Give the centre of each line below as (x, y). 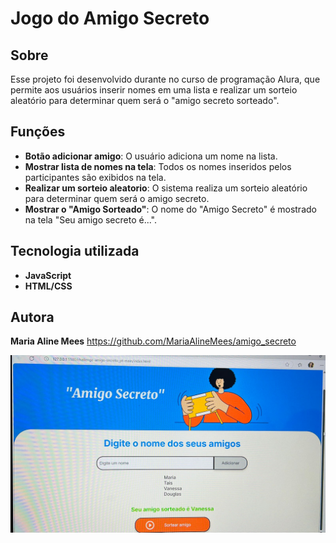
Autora (32, 317)
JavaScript (48, 275)
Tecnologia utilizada (75, 251)
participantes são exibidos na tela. (95, 177)
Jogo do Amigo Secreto (110, 18)
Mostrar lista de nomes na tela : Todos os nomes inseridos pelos (158, 166)
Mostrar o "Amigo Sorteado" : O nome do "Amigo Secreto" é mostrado (170, 209)
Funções (38, 132)
